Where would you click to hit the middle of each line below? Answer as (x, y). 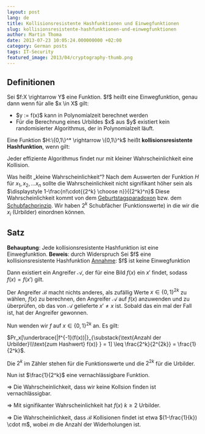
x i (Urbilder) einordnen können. (46, 213)
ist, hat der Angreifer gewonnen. (48, 313)
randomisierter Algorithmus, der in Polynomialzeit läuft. (85, 129)
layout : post (23, 12)
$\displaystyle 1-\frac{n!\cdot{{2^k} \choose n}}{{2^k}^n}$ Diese (88, 192)
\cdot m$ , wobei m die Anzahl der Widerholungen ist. (74, 425)
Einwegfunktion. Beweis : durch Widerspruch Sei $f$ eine (79, 254)
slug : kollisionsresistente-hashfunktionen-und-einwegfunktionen (92, 29)
